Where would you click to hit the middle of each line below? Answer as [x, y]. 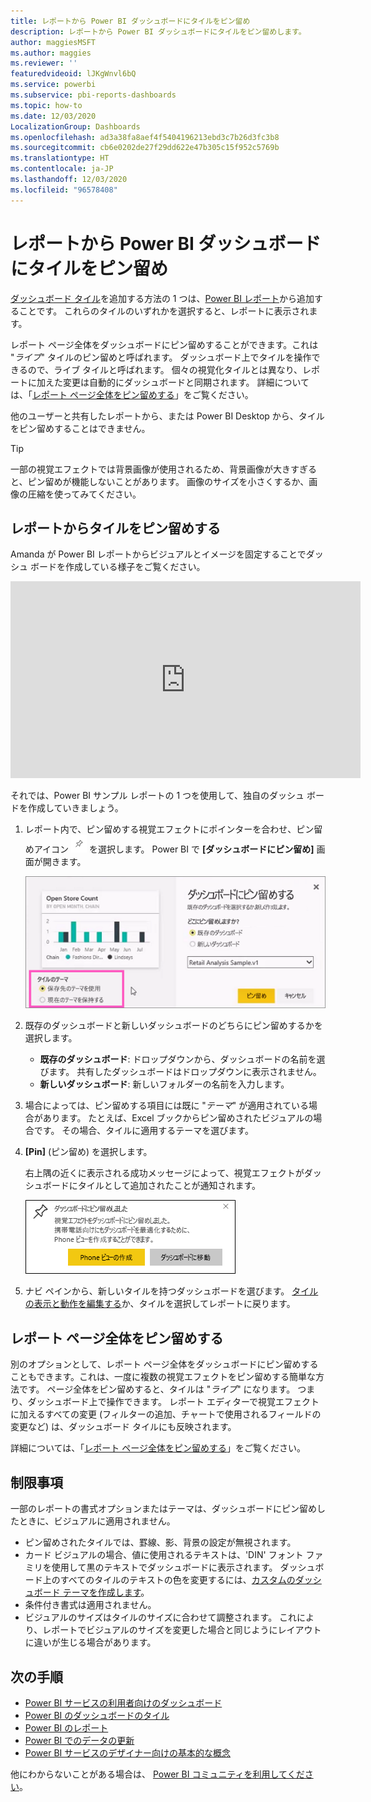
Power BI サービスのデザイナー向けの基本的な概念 [127, 1752]
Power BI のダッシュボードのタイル [97, 1715]
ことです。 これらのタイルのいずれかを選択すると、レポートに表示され [164, 311]
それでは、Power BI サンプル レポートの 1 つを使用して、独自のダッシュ [157, 796]
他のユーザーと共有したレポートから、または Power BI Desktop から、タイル [167, 416]
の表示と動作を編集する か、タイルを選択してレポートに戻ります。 [160, 1304]
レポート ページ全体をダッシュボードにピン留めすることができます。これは [164, 344]
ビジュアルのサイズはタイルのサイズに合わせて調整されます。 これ [161, 1617]
